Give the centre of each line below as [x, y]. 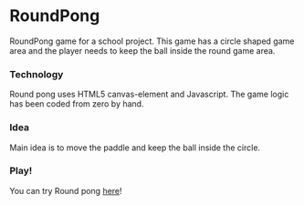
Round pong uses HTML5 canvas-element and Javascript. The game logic [149, 94]
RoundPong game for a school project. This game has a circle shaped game [152, 41]
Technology [37, 74]
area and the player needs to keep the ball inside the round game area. [142, 50]
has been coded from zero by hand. [77, 104]
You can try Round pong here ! [66, 190]
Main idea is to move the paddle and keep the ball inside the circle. [135, 148]
